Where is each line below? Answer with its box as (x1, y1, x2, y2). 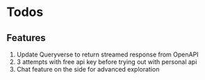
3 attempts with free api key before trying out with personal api (16, 58, 197, 66)
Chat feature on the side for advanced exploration (16, 65, 160, 73)
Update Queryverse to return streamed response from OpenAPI (16, 50, 199, 58)
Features (6, 32, 46, 44)
